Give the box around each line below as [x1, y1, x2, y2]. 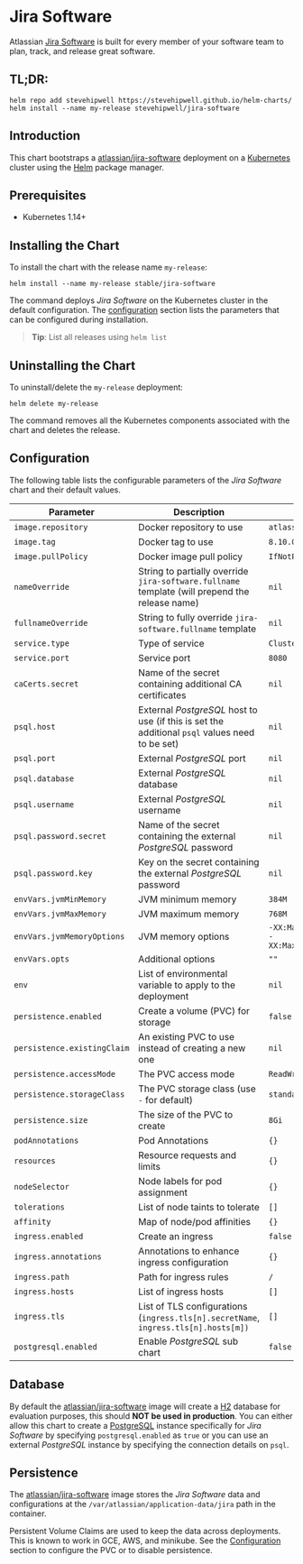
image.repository [14, 521, 88, 532]
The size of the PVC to [138, 1108, 234, 1120]
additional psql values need [138, 726, 255, 739]
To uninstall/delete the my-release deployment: [9, 382, 183, 392]
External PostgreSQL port [138, 751, 246, 764]
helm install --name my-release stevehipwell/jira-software [9, 104, 241, 113]
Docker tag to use [138, 535, 214, 547]
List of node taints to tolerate [138, 1201, 260, 1213]
